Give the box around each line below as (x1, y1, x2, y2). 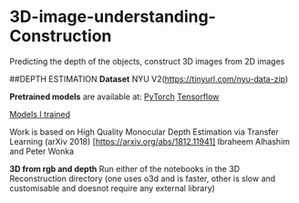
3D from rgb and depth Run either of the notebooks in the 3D (9, 163, 240, 174)
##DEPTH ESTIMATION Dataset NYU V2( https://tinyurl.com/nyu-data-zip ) (9, 73, 289, 84)
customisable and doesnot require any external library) (9, 182, 216, 193)
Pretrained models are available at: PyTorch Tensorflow (9, 91, 220, 102)
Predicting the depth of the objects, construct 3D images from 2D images (9, 56, 285, 66)
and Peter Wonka (9, 146, 75, 157)
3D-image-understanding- (9, 6, 217, 27)
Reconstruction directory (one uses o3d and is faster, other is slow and (9, 173, 276, 184)
